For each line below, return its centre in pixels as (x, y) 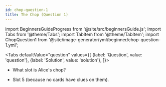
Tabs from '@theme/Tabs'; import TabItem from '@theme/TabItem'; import (82, 34)
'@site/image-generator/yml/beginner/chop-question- (105, 39)
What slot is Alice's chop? (39, 70)
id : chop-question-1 (27, 10)
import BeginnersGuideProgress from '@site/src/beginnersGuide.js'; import (83, 29)
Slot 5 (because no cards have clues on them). (61, 79)
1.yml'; (12, 45)
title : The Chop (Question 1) (37, 15)
